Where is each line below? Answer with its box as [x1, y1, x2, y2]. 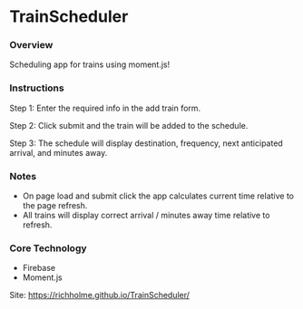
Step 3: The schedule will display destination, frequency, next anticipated [9, 138, 283, 149]
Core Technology [9, 242, 88, 255]
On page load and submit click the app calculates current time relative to [22, 190, 295, 201]
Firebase [22, 263, 56, 274]
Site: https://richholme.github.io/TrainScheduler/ [9, 290, 191, 301]
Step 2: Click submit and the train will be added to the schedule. [9, 120, 249, 130]
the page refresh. [22, 200, 88, 211]
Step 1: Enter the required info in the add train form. [9, 102, 201, 113]
